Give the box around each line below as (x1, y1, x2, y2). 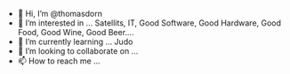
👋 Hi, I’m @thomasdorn (17, 9, 103, 18)
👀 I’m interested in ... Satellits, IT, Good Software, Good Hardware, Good (17, 18, 282, 28)
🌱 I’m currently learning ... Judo (17, 36, 133, 47)
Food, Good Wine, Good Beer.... (17, 27, 134, 37)
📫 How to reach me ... (17, 55, 101, 66)
